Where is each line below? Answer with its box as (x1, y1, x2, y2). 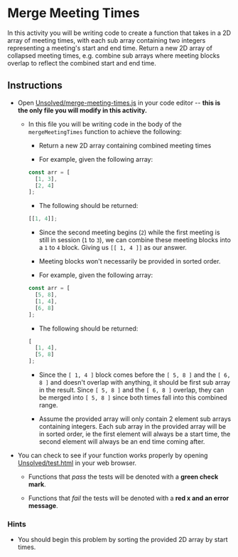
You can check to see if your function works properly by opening (17, 451, 208, 459)
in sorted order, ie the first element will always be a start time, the (38, 430, 231, 438)
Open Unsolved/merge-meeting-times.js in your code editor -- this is (17, 98, 221, 107)
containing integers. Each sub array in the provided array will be (38, 422, 226, 430)
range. (38, 401, 58, 409)
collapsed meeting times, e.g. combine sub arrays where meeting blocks (7, 51, 220, 60)
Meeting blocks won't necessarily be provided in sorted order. (38, 257, 221, 266)
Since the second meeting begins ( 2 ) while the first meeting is (38, 228, 220, 236)
